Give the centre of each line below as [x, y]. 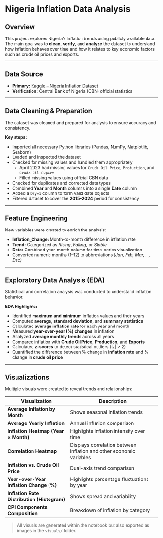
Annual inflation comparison [102, 423]
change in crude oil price [37, 357]
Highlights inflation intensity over [107, 431]
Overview [20, 27]
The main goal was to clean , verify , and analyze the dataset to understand [80, 44]
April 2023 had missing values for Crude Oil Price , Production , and [87, 167]
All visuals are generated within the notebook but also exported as [83, 525]
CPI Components [27, 507]
